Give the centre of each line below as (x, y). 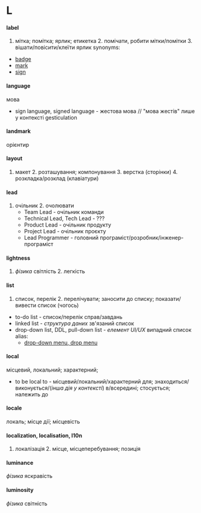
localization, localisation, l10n (44, 435)
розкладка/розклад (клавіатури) (57, 178)
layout (14, 158)
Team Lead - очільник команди (64, 212)
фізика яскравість (30, 476)
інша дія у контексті (77, 388)
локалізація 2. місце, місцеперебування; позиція (78, 449)
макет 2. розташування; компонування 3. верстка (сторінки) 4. (96, 172)
